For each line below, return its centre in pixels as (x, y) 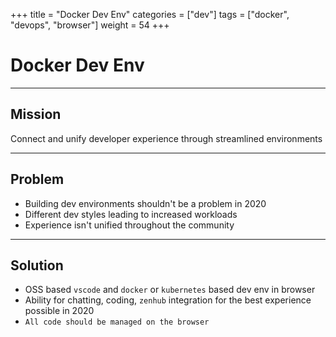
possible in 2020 (59, 311)
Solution (37, 265)
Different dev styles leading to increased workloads (131, 214)
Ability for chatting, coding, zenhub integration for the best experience (168, 300)
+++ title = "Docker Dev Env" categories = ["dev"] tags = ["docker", (150, 14)
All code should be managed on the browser (117, 322)
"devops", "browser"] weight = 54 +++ (90, 25)
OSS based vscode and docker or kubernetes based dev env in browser (170, 290)
